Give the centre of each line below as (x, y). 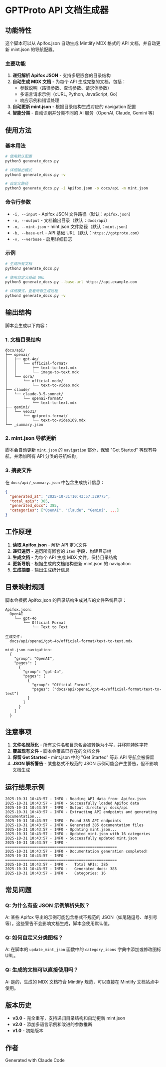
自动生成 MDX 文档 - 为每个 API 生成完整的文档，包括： (69, 82)
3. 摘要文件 (18, 470)
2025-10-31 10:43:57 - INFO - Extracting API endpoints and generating (81, 812)
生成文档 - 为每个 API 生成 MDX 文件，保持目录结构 (65, 557)
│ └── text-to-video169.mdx (45, 420)
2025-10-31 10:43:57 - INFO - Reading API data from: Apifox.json (76, 799)
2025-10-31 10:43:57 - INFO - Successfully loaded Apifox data (72, 803)
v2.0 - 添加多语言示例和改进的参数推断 (52, 1025)
